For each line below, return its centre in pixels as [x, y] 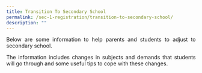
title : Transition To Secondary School [56, 12]
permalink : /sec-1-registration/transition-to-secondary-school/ [90, 17]
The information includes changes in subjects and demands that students [101, 58]
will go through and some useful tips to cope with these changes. [87, 64]
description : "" [26, 23]
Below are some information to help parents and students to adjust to [101, 40]
